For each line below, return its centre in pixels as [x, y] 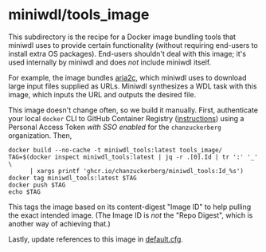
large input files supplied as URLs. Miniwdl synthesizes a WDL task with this [133, 86]
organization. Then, [40, 135]
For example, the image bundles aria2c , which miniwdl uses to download [127, 77]
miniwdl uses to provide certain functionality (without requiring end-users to [133, 45]
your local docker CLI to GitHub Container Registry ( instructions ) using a [126, 118]
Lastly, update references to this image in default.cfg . [96, 239]
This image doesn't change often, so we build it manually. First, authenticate [133, 110]
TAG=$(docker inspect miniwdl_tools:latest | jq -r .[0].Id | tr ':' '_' [133, 157]
